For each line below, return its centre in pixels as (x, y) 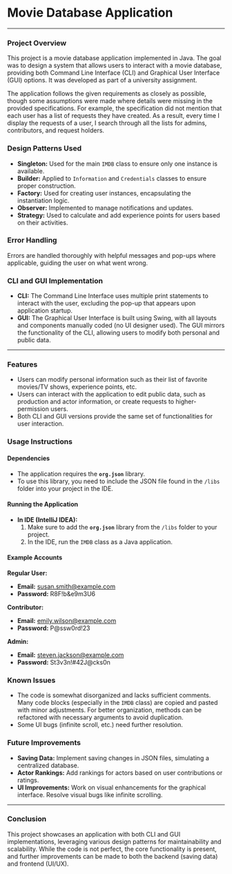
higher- (186, 402)
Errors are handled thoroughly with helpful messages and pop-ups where (112, 255)
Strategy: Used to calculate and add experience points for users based (118, 215)
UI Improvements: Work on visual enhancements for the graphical (111, 787)
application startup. (45, 311)
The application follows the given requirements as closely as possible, (107, 94)
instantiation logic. (43, 200)
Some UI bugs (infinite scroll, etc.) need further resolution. (100, 725)
